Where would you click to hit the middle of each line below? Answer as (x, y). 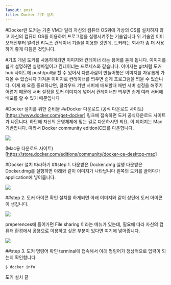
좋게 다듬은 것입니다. (35, 49)
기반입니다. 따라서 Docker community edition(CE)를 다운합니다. (70, 128)
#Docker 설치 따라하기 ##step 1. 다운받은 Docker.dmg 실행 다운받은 (74, 164)
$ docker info (20, 267)
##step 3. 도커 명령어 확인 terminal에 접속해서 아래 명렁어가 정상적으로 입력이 (83, 251)
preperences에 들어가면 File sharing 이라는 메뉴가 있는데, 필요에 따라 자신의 (82, 224)
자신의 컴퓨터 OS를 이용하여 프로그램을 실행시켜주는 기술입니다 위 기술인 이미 (87, 36)
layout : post (19, 10)
